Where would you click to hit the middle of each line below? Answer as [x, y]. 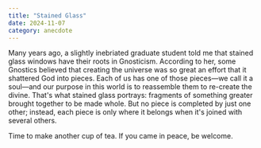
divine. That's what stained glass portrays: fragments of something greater [130, 95]
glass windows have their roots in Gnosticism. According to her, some [122, 61]
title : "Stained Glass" [48, 16]
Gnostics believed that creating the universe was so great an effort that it [127, 70]
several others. [33, 121]
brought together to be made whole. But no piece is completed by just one [130, 103]
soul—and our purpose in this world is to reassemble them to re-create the [130, 87]
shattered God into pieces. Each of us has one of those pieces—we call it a [131, 78]
